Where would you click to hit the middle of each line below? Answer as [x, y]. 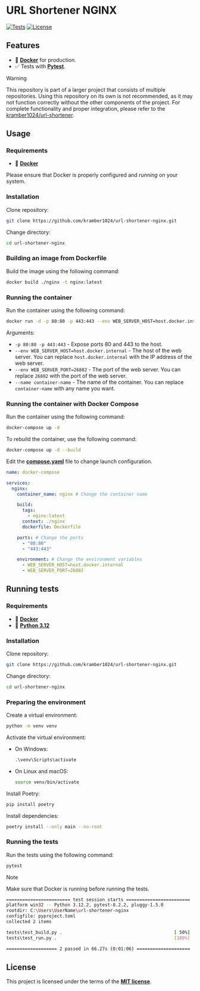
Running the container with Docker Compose [72, 404]
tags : [29, 510]
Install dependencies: [32, 815]
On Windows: [31, 749]
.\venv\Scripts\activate [46, 759]
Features [23, 46]
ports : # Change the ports [50, 537]
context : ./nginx [43, 521]
